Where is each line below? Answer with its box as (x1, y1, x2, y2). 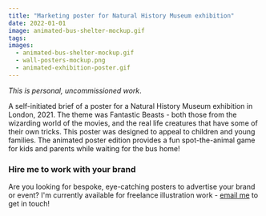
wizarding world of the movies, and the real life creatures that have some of (8, 118, 258, 128)
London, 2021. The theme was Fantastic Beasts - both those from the (8, 110, 237, 119)
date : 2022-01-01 (8, 19, 66, 27)
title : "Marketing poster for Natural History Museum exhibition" (8, 11, 235, 20)
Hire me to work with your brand (8, 163, 136, 174)
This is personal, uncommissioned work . (8, 86, 142, 95)
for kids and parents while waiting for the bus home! (8, 143, 180, 153)
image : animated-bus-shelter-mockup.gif (8, 26, 146, 34)
